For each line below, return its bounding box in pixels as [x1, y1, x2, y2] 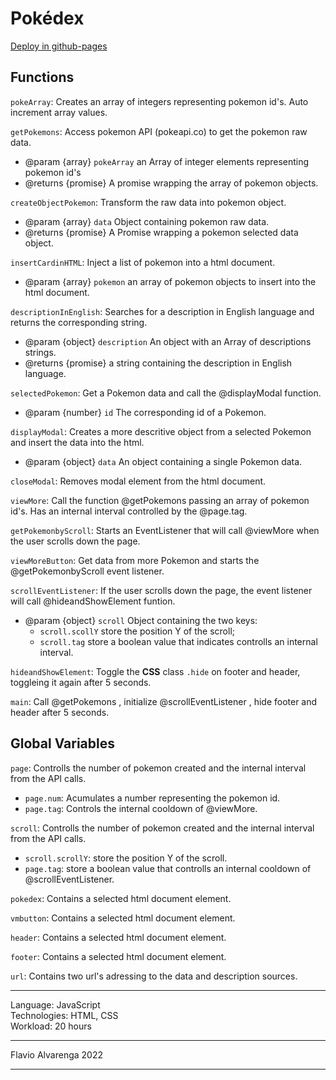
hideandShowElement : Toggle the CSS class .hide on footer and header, [10, 665, 301, 677]
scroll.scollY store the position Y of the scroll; [39, 625, 235, 637]
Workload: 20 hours [10, 1020, 92, 1032]
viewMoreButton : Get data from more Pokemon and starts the [10, 554, 260, 566]
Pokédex [10, 7, 85, 30]
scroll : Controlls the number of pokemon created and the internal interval [10, 822, 315, 834]
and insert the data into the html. [10, 436, 145, 448]
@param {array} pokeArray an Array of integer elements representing [24, 155, 310, 167]
